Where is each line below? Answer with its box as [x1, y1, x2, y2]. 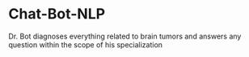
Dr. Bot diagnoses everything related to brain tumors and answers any [8, 31, 242, 41]
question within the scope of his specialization [8, 39, 163, 49]
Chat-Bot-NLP [8, 5, 106, 23]
